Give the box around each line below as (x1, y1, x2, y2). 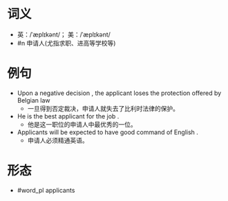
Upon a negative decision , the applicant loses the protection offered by (17, 89, 222, 97)
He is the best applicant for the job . (17, 112, 120, 120)
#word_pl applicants (17, 186, 75, 194)
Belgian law (17, 96, 50, 104)
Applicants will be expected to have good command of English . (17, 128, 199, 136)
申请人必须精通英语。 (27, 136, 88, 145)
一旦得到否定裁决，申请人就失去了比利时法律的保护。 (27, 104, 180, 112)
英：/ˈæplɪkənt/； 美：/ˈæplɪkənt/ (17, 30, 111, 39)
